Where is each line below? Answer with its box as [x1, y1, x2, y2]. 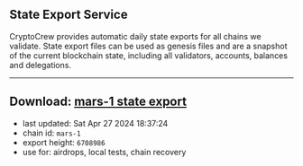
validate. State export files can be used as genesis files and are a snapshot [9, 40, 288, 51]
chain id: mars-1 [22, 127, 81, 138]
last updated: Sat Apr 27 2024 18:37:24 [22, 118, 169, 128]
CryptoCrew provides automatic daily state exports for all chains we [9, 31, 262, 41]
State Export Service [9, 7, 128, 22]
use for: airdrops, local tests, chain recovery [22, 146, 187, 157]
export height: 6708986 [22, 136, 106, 147]
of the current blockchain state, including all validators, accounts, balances [9, 49, 289, 61]
